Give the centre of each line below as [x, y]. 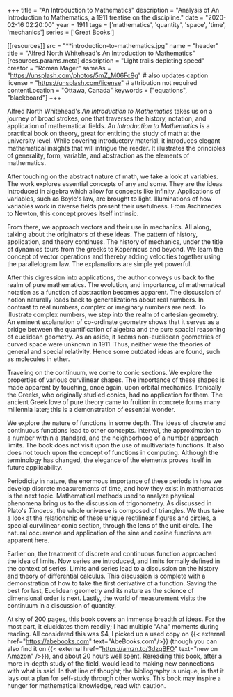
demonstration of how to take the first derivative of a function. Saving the [112, 583]
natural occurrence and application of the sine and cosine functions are [110, 533]
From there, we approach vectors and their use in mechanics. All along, [109, 227]
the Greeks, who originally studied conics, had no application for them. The [115, 395]
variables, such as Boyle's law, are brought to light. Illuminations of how [110, 199]
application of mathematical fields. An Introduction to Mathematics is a [109, 126]
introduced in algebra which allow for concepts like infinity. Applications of [114, 191]
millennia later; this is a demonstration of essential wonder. [91, 409]
